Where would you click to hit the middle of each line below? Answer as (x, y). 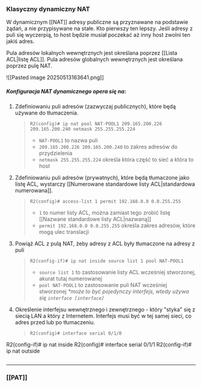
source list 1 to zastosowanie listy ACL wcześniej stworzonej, (117, 272)
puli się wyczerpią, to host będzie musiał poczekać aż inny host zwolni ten (98, 35)
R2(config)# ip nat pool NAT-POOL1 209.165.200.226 (96, 124)
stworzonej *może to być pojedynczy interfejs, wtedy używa (114, 292)
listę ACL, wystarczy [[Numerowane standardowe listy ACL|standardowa (105, 184)
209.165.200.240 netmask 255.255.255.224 (82, 129)
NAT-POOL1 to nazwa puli (68, 140)
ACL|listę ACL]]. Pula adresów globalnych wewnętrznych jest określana (95, 60)
